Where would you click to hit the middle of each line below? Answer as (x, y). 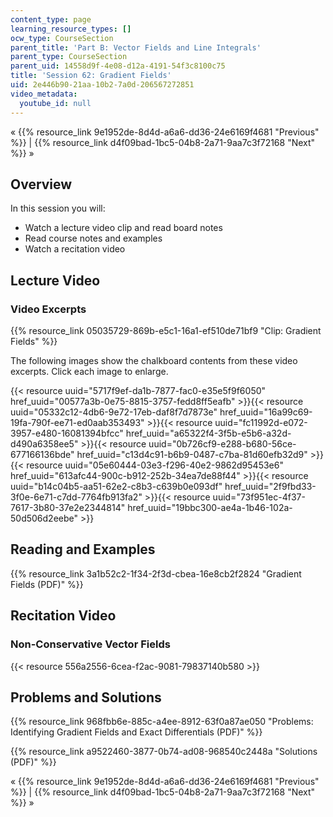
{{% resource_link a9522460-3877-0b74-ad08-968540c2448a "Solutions (164, 752)
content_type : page (51, 19)
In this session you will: (58, 208)
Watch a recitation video (75, 249)
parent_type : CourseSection (69, 57)
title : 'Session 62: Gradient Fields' (91, 76)
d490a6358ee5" (44, 444)
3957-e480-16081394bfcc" (67, 433)
